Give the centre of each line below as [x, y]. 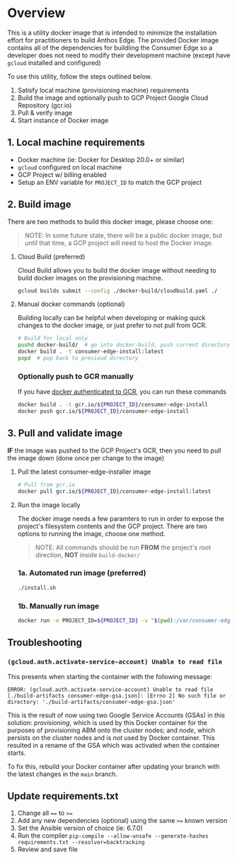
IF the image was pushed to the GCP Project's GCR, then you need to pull [114, 450]
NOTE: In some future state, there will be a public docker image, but [123, 235]
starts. [17, 753]
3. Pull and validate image [65, 433]
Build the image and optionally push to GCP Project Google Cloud [113, 98]
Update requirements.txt [63, 796]
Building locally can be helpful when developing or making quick [111, 318]
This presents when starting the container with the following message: [110, 676]
